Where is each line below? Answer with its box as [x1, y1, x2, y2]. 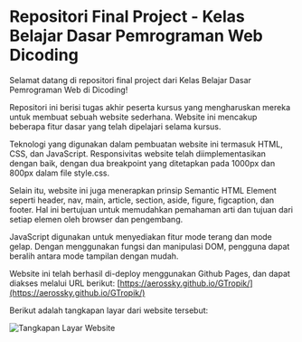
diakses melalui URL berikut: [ [9, 278, 120, 289]
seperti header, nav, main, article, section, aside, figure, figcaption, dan [9, 195, 275, 205]
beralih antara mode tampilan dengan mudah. [9, 251, 179, 261]
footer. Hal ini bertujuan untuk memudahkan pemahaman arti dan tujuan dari [9, 204, 294, 214]
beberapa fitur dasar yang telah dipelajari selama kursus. [9, 120, 222, 132]
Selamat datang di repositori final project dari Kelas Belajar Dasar [9, 74, 251, 85]
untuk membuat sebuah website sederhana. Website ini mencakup [9, 111, 258, 122]
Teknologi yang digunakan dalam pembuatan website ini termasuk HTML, [9, 138, 283, 149]
